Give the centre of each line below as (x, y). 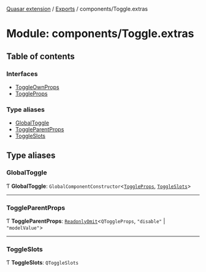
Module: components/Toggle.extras (100, 34)
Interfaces (22, 74)
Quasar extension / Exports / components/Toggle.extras (77, 9)
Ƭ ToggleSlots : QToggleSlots (42, 263)
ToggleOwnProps (37, 87)
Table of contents (40, 56)
